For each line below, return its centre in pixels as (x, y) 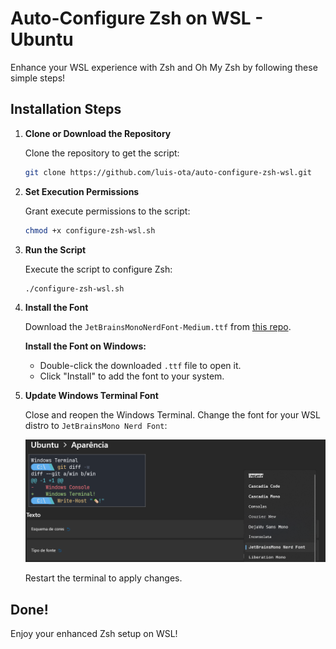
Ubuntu (42, 39)
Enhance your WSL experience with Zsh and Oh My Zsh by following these (164, 67)
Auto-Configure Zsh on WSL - (137, 18)
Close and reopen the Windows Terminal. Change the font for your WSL (172, 415)
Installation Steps (66, 109)
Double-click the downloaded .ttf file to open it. (140, 366)
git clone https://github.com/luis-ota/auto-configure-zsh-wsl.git (168, 172)
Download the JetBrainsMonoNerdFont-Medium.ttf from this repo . (158, 327)
